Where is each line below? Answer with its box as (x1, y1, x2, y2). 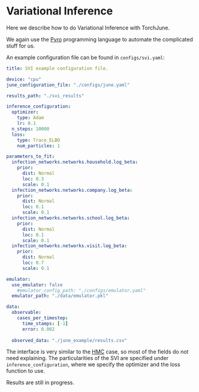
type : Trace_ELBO (17, 137, 61, 143)
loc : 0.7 (22, 260, 44, 266)
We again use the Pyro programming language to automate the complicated (6, 35, 193, 43)
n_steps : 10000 (11, 126, 50, 132)
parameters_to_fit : (6, 153, 55, 160)
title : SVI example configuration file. (6, 65, 109, 72)
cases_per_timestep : (17, 315, 68, 321)
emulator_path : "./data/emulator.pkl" (11, 293, 109, 299)
